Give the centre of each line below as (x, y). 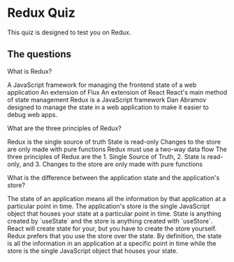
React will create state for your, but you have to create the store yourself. (112, 228)
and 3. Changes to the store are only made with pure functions (113, 164)
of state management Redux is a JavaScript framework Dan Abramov (107, 99)
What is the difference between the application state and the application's (114, 177)
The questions (39, 54)
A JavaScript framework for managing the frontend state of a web (102, 85)
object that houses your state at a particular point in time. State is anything (114, 213)
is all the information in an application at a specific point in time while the (112, 243)
